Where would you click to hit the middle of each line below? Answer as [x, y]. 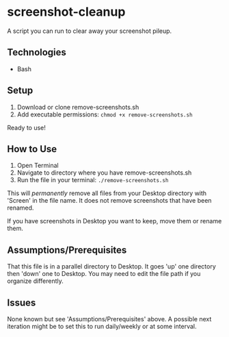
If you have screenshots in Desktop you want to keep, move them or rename [114, 221]
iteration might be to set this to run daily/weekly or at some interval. [102, 326]
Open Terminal [38, 166]
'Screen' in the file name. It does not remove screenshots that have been [109, 201]
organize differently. [35, 281]
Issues [22, 302]
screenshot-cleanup [66, 12]
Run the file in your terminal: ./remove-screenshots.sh [93, 180]
